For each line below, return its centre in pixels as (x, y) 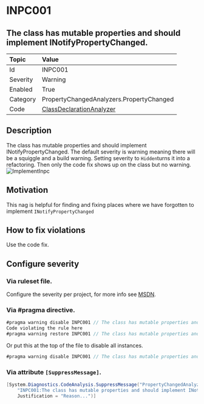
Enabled (21, 89)
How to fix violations (46, 230)
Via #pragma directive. (41, 310)
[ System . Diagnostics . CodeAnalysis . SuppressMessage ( (73, 385)
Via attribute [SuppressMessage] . (54, 372)
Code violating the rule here (45, 328)
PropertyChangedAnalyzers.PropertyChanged (108, 99)
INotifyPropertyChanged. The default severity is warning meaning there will (101, 152)
